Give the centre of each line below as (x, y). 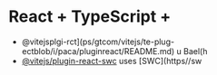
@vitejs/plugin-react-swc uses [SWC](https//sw (112, 61)
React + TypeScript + (90, 17)
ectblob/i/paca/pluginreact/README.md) (98, 51)
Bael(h (196, 51)
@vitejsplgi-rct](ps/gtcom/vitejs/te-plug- (98, 42)
